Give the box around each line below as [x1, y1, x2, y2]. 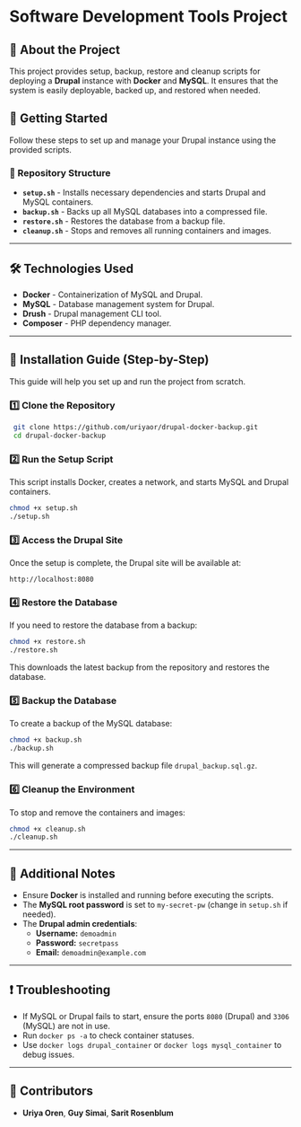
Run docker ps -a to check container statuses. [21, 1030, 194, 1041]
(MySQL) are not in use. [21, 1020, 110, 1031]
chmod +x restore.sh [9, 638, 87, 647]
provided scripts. [9, 144, 72, 154]
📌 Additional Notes [9, 866, 116, 881]
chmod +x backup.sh [9, 735, 82, 744]
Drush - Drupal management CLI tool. [21, 308, 162, 319]
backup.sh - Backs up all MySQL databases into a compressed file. [21, 207, 268, 217]
